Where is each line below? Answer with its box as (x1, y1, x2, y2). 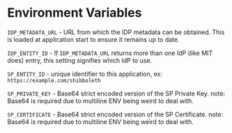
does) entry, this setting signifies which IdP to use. (7, 56, 153, 64)
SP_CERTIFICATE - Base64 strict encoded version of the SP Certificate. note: (7, 110, 224, 118)
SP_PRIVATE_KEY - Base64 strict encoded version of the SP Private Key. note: (7, 89, 226, 97)
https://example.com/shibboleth (7, 77, 101, 84)
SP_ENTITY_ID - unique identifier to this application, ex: (7, 70, 162, 78)
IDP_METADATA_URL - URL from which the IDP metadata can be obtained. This (7, 28, 225, 36)
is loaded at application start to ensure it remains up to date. (7, 35, 180, 43)
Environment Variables (7, 5, 142, 21)
